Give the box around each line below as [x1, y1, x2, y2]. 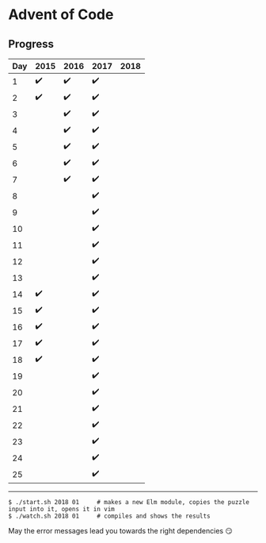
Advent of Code [8, 6, 114, 24]
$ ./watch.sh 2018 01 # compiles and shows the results [8, 512, 211, 520]
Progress [8, 37, 54, 51]
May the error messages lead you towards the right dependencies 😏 [8, 526, 233, 535]
